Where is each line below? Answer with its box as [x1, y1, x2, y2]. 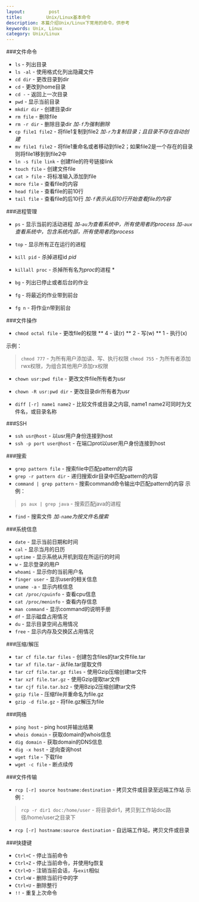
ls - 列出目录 [14, 61, 47, 68]
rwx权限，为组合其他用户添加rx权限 [20, 363, 108, 370]
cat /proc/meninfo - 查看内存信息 [14, 598, 97, 605]
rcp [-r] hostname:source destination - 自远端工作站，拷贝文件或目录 [14, 827, 189, 834]
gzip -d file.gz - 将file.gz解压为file [14, 698, 104, 705]
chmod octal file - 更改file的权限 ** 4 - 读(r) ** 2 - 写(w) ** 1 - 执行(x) [14, 330, 188, 337]
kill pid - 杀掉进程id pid [14, 253, 76, 260]
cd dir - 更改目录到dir [14, 76, 70, 83]
